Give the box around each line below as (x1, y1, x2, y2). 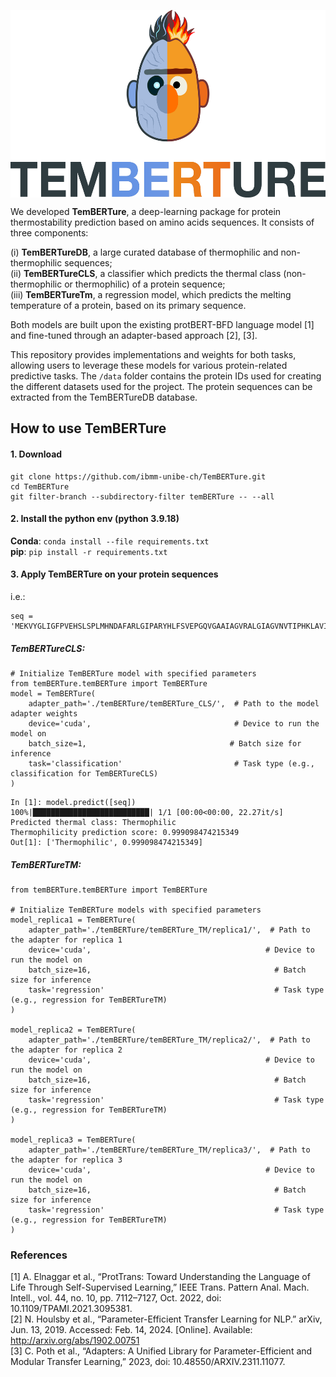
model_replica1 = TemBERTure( (10, 915, 137, 925)
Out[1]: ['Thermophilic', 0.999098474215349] (10, 837, 203, 847)
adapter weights (10, 708, 78, 719)
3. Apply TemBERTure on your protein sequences (10, 568, 219, 580)
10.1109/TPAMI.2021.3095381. (10, 1303, 133, 1315)
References (10, 1248, 68, 1262)
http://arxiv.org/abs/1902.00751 (10, 1335, 140, 1347)
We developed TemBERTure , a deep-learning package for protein (10, 206, 282, 217)
